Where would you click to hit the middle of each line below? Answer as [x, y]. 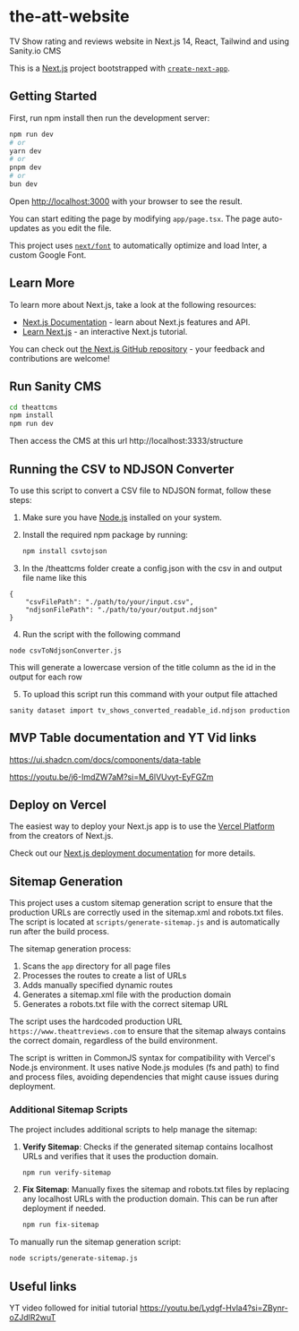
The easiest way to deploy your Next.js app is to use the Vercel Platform [142, 826]
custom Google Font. [48, 255]
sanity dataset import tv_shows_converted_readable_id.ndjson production [150, 710]
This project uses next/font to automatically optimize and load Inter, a [138, 245]
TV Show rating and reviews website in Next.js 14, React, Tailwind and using [149, 41]
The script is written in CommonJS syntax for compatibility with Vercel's [142, 1058]
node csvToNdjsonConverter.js [66, 651]
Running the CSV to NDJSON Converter [122, 469]
